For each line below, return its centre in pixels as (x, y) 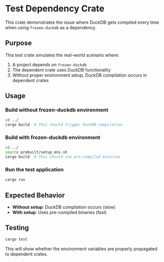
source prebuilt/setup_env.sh (36, 152)
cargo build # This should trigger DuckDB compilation (64, 125)
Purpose (19, 43)
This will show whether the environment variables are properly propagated (81, 249)
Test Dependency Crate (55, 9)
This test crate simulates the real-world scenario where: (62, 55)
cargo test (16, 239)
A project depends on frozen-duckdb (49, 64)
